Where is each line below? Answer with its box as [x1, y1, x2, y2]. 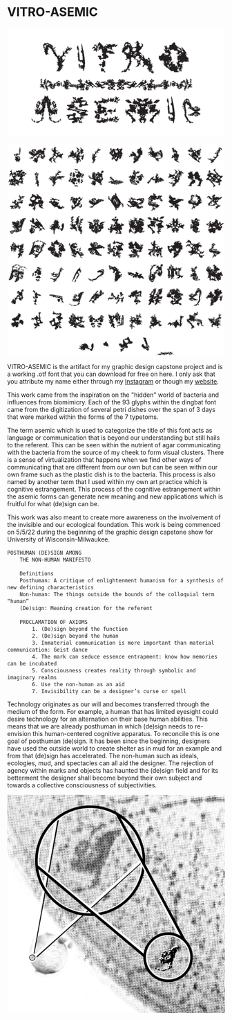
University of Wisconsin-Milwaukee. [7, 535, 110, 544]
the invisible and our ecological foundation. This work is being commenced [7, 521, 221, 529]
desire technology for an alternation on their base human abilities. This [7, 715, 209, 724]
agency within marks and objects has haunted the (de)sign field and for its [7, 767, 219, 775]
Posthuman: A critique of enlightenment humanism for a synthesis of [19, 578, 224, 584]
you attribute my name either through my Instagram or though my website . [7, 377, 219, 386]
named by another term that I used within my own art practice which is [7, 478, 209, 486]
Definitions [19, 571, 54, 578]
